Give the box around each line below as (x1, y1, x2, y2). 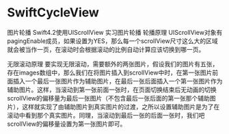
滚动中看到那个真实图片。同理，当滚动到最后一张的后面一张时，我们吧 (7, 111, 205, 119)
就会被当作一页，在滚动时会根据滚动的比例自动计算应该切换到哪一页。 (7, 45, 205, 53)
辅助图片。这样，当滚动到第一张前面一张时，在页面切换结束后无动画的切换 (7, 85, 217, 94)
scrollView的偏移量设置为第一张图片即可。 (7, 120, 126, 128)
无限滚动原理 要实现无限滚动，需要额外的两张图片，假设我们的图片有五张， (7, 59, 219, 68)
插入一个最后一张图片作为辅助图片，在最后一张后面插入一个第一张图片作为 (12, 77, 223, 85)
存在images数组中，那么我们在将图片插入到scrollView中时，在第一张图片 (7, 68, 213, 77)
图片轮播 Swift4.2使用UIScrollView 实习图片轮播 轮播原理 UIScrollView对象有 (7, 28, 223, 36)
